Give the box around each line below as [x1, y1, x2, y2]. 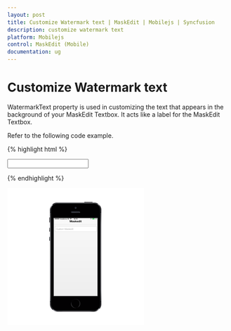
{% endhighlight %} [7, 174, 65, 182]
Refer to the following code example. [7, 131, 114, 140]
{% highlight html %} [7, 145, 68, 153]
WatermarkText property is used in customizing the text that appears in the [7, 103, 224, 111]
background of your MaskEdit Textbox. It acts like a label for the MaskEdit [7, 110, 220, 119]
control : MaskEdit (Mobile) [7, 41, 90, 48]
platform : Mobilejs [7, 34, 65, 41]
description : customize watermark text [7, 26, 124, 33]
